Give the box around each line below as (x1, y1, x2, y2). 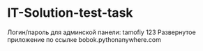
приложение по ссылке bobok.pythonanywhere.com (7, 35, 162, 43)
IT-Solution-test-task (7, 5, 134, 21)
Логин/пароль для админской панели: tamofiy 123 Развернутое (7, 28, 197, 36)
